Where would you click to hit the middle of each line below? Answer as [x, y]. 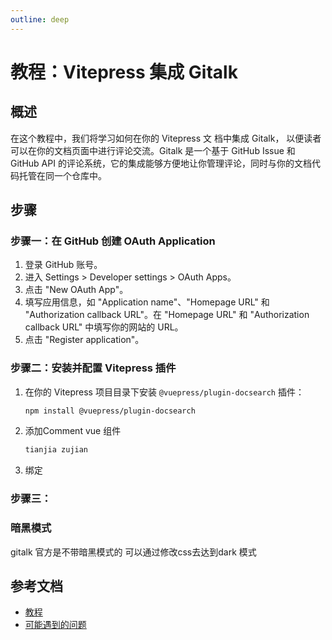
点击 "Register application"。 [84, 340]
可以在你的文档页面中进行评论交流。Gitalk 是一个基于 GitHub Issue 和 [153, 150]
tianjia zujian [56, 450]
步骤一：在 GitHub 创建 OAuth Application [113, 241]
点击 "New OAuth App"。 [76, 290]
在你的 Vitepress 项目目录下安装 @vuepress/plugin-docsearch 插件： [164, 392]
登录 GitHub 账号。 [63, 265]
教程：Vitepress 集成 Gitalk [124, 72]
